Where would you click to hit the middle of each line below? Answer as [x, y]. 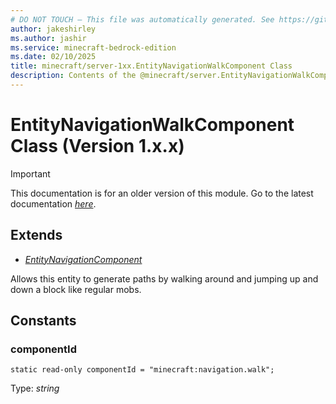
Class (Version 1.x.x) [97, 146]
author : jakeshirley [53, 29]
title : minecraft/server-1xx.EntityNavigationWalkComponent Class [151, 66]
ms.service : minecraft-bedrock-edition [93, 47]
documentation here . [53, 203]
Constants [43, 321]
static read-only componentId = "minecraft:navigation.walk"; [142, 370]
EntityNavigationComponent [83, 259]
